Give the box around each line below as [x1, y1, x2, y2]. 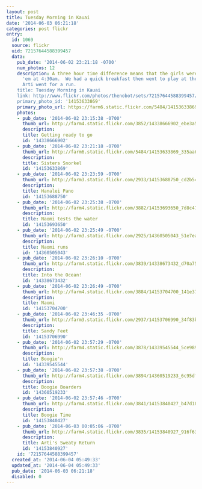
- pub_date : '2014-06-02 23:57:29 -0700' [17, 339, 122, 345]
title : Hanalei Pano [22, 188, 74, 194]
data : [11, 54, 26, 60]
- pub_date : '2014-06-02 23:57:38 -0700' [17, 367, 122, 373]
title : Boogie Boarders [22, 384, 82, 390]
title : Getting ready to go [22, 132, 93, 139]
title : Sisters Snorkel [22, 160, 82, 166]
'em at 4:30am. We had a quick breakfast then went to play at [22, 76, 187, 82]
